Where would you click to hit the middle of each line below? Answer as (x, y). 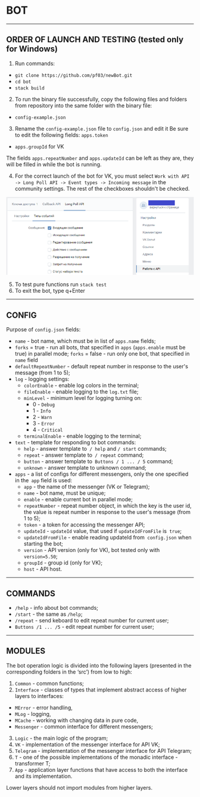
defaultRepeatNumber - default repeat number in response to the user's (101, 367)
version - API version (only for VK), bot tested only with (92, 550)
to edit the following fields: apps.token (61, 135)
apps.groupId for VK (39, 146)
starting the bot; (43, 544)
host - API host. (43, 569)
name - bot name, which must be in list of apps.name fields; (85, 341)
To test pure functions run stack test (61, 284)
